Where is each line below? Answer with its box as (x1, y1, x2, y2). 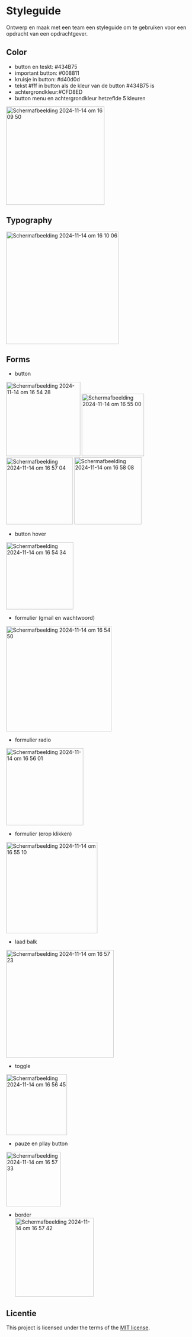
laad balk (14, 938, 37, 945)
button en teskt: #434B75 (14, 63, 78, 70)
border (14, 1211, 31, 1218)
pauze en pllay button (14, 1140, 68, 1147)
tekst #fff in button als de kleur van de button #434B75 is (14, 82, 155, 89)
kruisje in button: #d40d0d (14, 75, 80, 83)
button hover (14, 530, 46, 538)
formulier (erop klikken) (14, 830, 72, 838)
